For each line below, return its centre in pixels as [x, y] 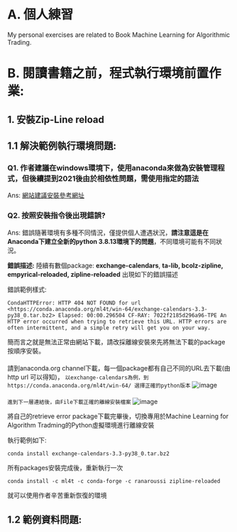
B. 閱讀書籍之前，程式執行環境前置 [108, 74]
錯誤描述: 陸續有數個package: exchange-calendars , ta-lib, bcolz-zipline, [115, 265]
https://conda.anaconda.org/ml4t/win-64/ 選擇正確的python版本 [99, 386]
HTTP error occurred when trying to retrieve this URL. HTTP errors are [117, 321]
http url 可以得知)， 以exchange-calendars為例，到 [78, 377]
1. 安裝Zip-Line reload [56, 119]
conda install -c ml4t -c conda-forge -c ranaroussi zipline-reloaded [114, 481]
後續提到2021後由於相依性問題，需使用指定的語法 [114, 179]
